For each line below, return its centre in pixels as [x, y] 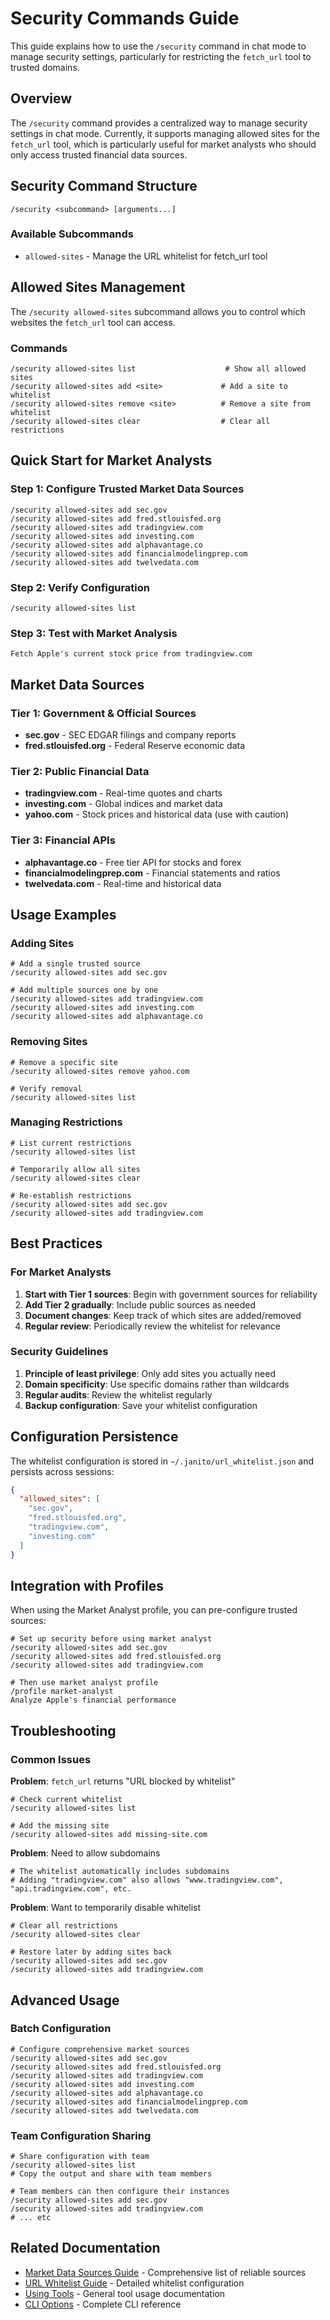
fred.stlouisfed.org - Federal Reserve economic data [135, 745]
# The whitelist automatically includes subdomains [120, 1872]
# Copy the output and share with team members [111, 2174]
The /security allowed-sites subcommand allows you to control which [158, 311]
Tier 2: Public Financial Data [80, 771]
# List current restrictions [71, 1143]
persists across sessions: [62, 1471]
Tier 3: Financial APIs [63, 840]
